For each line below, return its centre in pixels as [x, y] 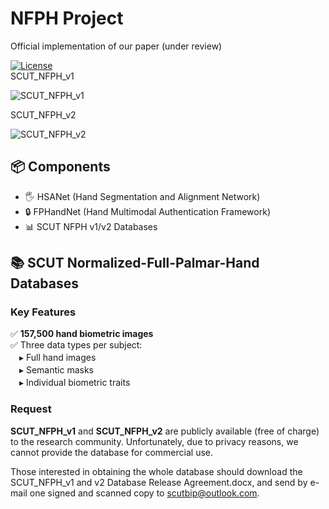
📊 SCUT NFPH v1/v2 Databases [91, 226]
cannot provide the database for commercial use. [112, 452]
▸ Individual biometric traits [74, 383]
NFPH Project [67, 18]
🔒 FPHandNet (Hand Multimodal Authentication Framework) [147, 211]
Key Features [43, 312]
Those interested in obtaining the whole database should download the [156, 471]
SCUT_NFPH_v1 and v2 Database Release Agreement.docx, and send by [159, 482]
